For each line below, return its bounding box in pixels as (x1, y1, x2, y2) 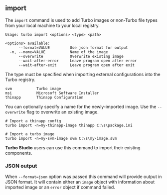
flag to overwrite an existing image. (26, 109, 99, 115)
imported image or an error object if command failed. (5, 184, 116, 191)
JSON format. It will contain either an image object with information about (5, 179, 155, 185)
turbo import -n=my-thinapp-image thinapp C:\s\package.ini (5, 123, 133, 128)
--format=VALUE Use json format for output (18, 45, 128, 50)
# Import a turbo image (5, 131, 55, 136)
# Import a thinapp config (5, 118, 61, 123)
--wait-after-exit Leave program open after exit (18, 62, 135, 68)
